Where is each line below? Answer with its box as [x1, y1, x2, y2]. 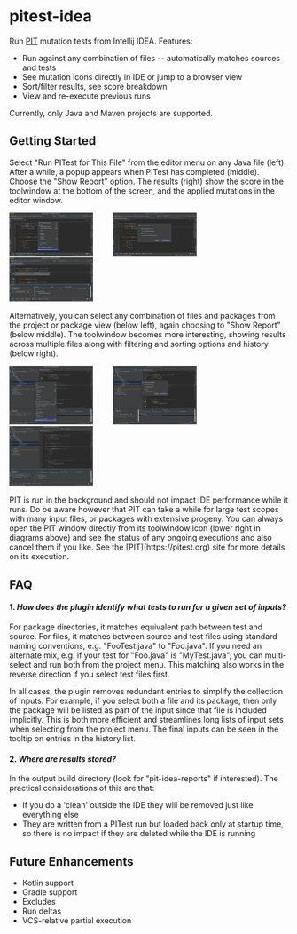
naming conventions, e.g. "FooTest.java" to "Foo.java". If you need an [9, 640, 262, 651]
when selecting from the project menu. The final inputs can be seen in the [9, 724, 279, 734]
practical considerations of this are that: [9, 783, 155, 794]
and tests [21, 62, 57, 73]
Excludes [21, 896, 56, 906]
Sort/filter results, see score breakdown [21, 81, 168, 91]
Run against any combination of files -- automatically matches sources [21, 52, 281, 63]
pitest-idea [9, 6, 92, 27]
